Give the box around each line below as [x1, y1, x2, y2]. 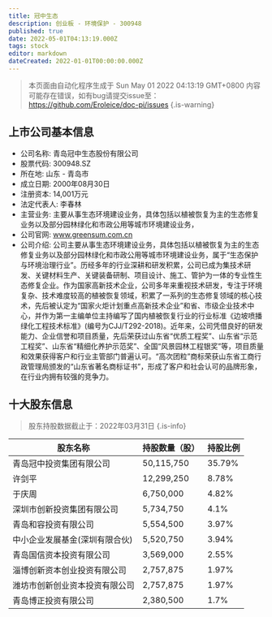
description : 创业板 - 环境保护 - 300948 [8, 19, 142, 28]
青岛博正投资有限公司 [12, 594, 95, 606]
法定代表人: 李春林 [19, 199, 82, 209]
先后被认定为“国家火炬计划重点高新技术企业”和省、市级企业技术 [34, 300, 248, 310]
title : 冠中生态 [8, 11, 58, 20]
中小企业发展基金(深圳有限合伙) [12, 533, 133, 545]
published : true [8, 27, 63, 35]
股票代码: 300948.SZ [19, 158, 91, 168]
